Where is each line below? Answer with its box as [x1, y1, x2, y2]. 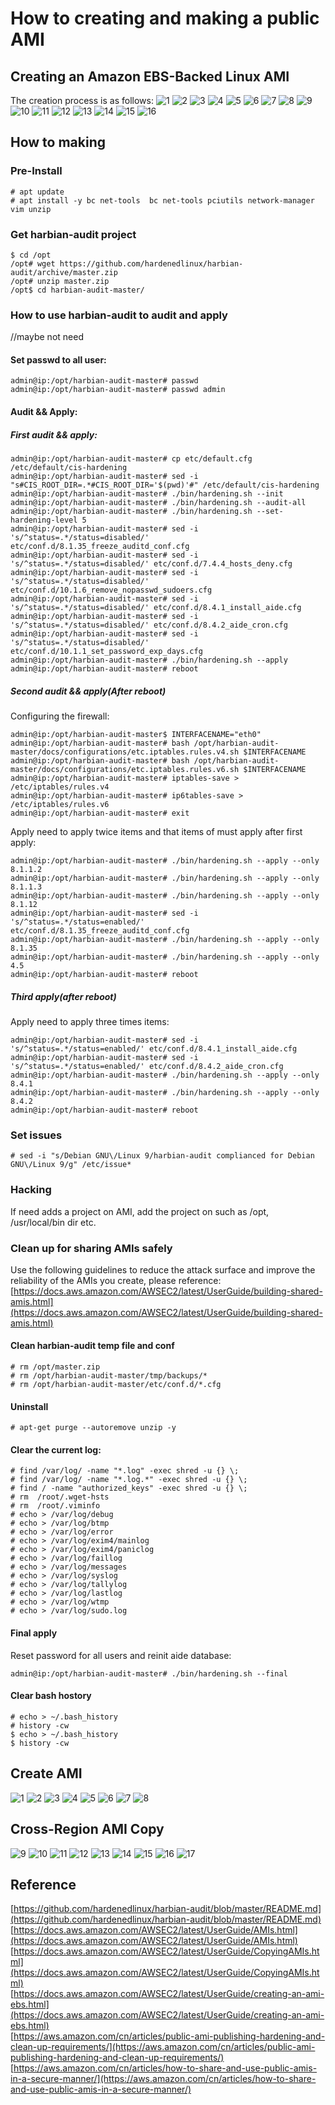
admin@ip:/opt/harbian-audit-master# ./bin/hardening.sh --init [10, 489, 284, 499]
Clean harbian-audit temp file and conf [10, 1340, 175, 1352]
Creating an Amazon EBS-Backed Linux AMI [10, 68, 290, 85]
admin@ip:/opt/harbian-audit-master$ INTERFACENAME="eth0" [10, 730, 262, 740]
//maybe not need [10, 331, 84, 343]
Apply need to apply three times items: [10, 1015, 170, 1027]
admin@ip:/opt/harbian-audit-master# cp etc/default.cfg [10, 454, 253, 464]
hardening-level [10, 515, 78, 526]
